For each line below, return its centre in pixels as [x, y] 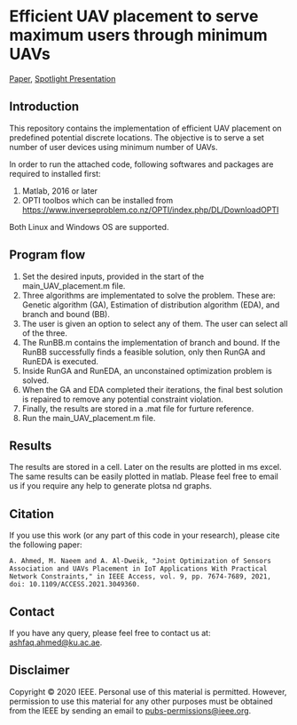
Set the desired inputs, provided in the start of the [113, 276]
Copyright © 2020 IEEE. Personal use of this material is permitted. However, [148, 691]
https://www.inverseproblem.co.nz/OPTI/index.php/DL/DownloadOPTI [150, 210]
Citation [32, 514]
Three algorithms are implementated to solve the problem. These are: [149, 295]
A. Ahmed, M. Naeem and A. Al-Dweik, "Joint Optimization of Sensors [141, 562]
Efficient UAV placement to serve [134, 16]
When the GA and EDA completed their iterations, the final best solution [152, 389]
